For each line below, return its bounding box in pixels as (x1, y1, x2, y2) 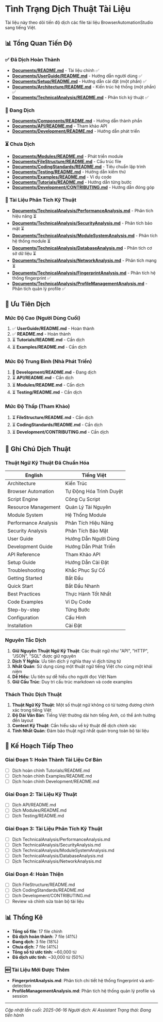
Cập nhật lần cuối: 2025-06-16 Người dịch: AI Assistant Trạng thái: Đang (5, 1007, 151, 1013)
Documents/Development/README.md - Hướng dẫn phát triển (12, 128, 140, 134)
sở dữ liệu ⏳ (12, 250, 36, 256)
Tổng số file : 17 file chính (12, 929, 63, 935)
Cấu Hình (65, 614, 86, 621)
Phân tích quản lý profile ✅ (12, 286, 66, 291)
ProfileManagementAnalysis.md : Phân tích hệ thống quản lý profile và (12, 988, 155, 994)
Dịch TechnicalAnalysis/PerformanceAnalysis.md (12, 836, 111, 842)
